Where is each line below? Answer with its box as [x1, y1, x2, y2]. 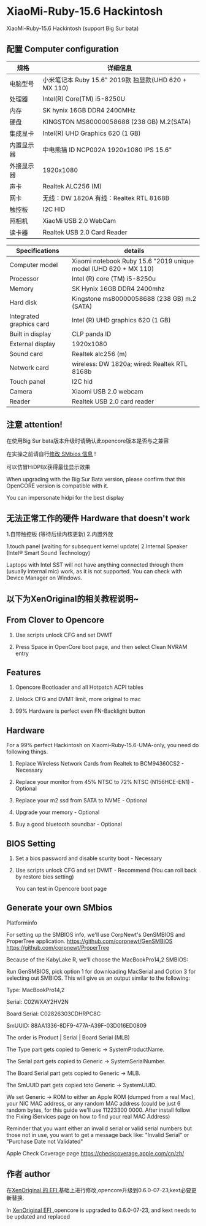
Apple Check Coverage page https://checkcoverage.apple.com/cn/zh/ [6, 1149, 185, 1157]
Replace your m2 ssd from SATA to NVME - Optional [15, 797, 148, 804]
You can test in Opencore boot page [15, 885, 107, 893]
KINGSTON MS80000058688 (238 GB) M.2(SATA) [42, 117, 191, 126]
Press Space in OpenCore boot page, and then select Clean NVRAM [15, 643, 188, 650]
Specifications [16, 246, 59, 255]
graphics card [9, 319, 50, 328]
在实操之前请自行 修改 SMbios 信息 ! [6, 450, 96, 457]
